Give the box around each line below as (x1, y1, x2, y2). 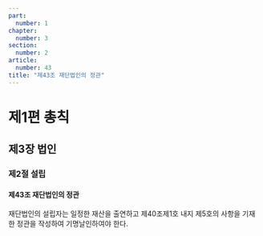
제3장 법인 (8, 142, 57, 156)
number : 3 (15, 34, 48, 42)
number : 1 (15, 19, 48, 27)
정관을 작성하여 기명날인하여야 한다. (16, 219, 128, 229)
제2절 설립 (8, 169, 47, 180)
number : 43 (15, 64, 52, 72)
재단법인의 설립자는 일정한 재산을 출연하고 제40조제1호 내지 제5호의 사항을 (8, 209, 241, 218)
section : (8, 42, 38, 50)
